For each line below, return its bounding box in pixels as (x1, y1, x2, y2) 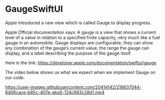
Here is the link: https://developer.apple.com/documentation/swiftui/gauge (5, 60, 157, 66)
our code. (5, 74, 25, 80)
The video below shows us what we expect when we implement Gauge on (5, 69, 156, 75)
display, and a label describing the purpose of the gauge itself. (5, 50, 132, 56)
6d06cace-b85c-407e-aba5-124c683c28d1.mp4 (5, 89, 105, 95)
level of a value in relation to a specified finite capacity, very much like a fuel (5, 34, 160, 40)
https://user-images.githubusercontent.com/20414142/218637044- (5, 84, 142, 90)
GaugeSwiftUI (5, 3, 63, 15)
